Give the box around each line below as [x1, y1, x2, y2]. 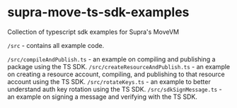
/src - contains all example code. [7, 41, 105, 49]
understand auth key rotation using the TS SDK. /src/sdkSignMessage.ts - [7, 85, 222, 93]
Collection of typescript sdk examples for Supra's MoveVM [7, 28, 180, 36]
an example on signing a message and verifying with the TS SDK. [7, 92, 198, 101]
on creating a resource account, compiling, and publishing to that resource [7, 70, 225, 78]
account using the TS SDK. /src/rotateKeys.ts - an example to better [7, 77, 211, 85]
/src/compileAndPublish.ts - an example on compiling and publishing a [7, 54, 216, 64]
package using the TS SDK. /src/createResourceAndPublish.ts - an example [7, 62, 231, 71]
